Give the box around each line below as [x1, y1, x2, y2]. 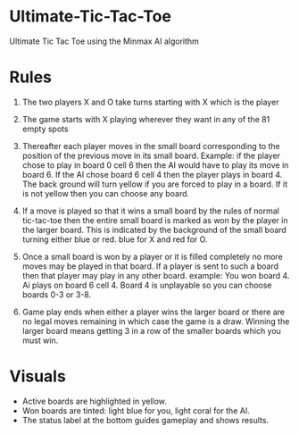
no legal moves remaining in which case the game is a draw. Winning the [21, 315, 290, 327]
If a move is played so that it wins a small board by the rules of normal [21, 205, 279, 216]
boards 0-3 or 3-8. [21, 288, 92, 300]
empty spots [21, 123, 69, 134]
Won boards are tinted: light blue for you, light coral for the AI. [21, 405, 250, 416]
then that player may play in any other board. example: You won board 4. [21, 270, 290, 280]
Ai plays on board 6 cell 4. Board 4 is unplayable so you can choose [21, 280, 272, 290]
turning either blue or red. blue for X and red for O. [21, 234, 208, 245]
